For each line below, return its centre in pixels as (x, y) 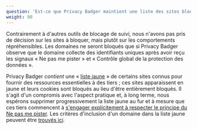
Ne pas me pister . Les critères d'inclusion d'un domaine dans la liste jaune (96, 113)
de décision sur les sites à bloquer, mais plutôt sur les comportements (91, 40)
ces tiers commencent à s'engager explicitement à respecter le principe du (97, 107)
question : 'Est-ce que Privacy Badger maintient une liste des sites (93, 11)
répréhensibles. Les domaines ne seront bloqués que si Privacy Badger (92, 46)
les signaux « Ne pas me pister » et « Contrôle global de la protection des (95, 59)
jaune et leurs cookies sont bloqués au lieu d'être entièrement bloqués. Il (94, 89)
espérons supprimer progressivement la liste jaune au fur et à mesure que (95, 101)
